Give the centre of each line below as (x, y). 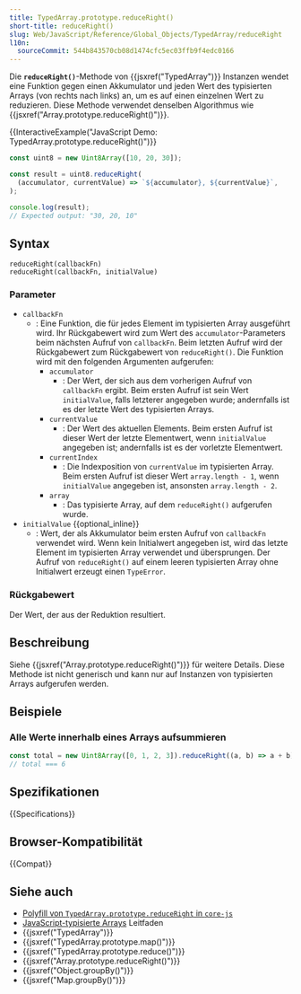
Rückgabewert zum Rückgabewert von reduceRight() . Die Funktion (159, 352)
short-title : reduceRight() (62, 26)
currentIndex (73, 458)
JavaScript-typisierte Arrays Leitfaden (93, 923)
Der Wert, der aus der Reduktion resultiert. (87, 614)
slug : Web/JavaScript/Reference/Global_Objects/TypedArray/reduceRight (146, 34)
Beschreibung (49, 643)
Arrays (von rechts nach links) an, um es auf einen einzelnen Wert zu (137, 96)
